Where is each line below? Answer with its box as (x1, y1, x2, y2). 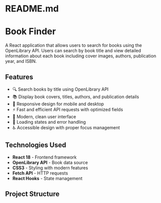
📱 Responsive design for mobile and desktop (12, 101, 104, 107)
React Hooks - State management (12, 175, 83, 181)
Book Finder (5, 26, 56, 37)
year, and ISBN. (5, 58, 37, 64)
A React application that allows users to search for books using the (5, 42, 142, 48)
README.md (5, 3, 59, 14)
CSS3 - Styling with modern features (12, 165, 88, 171)
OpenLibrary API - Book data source (12, 159, 88, 165)
